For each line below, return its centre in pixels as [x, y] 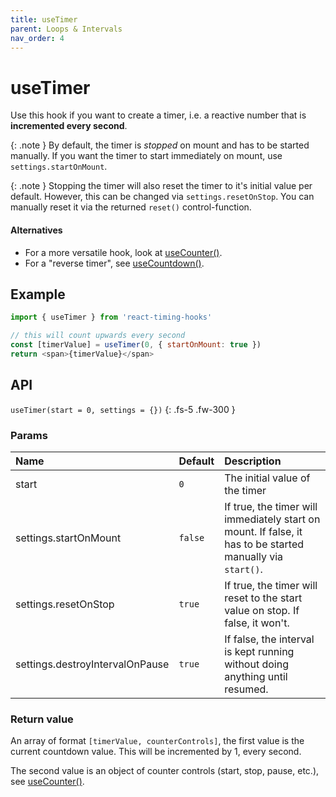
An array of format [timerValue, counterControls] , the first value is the [157, 741]
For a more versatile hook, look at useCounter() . [123, 252]
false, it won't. [257, 623]
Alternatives [36, 230]
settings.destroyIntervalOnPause [92, 664]
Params [29, 435]
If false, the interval [269, 639]
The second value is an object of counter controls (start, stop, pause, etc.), [165, 771]
